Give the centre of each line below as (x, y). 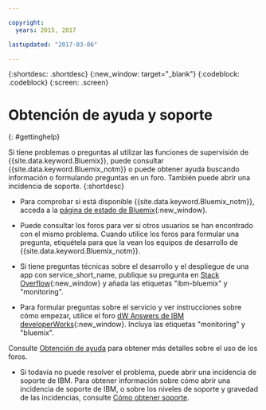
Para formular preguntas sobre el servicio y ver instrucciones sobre (131, 307)
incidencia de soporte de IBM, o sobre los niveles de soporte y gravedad (139, 389)
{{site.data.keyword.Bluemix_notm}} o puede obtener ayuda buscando (124, 169)
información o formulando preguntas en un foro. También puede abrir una (129, 178)
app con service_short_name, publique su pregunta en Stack (119, 275)
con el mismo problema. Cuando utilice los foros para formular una (129, 234)
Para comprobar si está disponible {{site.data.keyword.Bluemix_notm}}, (137, 202)
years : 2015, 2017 (46, 30)
